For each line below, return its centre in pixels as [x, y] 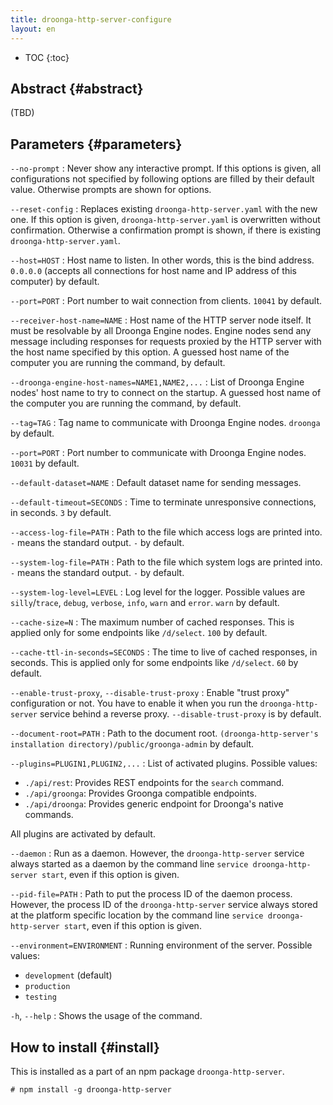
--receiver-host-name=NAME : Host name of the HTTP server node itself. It [161, 320]
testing [40, 997]
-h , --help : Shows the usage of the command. [106, 1016]
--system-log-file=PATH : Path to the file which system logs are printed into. [166, 562]
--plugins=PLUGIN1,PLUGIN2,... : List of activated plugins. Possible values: [164, 763]
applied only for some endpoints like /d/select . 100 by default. [139, 633]
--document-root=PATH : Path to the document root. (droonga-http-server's [164, 733]
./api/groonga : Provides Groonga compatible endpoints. [140, 793]
